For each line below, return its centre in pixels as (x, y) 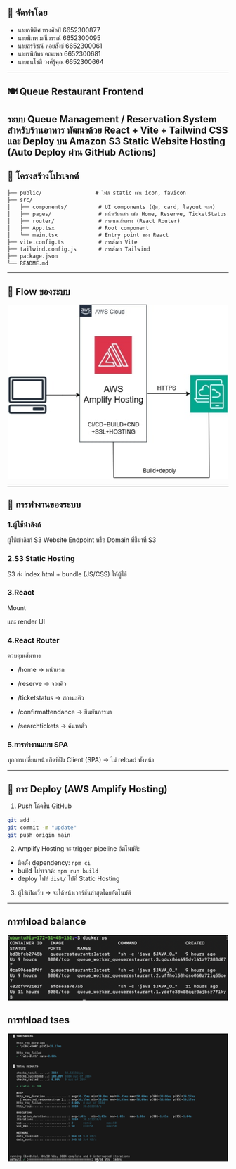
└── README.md (28, 264)
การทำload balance (47, 922)
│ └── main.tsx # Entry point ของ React (88, 235)
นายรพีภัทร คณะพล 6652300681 (59, 53)
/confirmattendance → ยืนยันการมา (65, 712)
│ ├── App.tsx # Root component (78, 228)
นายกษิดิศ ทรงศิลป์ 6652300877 (59, 30)
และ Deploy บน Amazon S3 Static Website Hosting (117, 141)
